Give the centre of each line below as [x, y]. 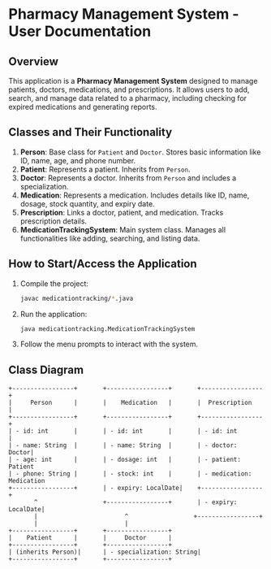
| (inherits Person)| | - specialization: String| [105, 552]
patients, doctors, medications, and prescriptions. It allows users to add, [129, 89]
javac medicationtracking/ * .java [77, 298]
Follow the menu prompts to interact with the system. [109, 344]
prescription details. [54, 221]
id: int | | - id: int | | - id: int [130, 432]
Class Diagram [46, 369]
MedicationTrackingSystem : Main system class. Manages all [123, 229]
